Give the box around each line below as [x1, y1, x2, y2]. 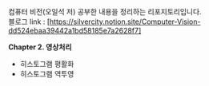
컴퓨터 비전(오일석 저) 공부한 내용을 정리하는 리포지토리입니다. [8, 7, 202, 16]
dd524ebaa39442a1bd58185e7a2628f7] [8, 26, 142, 35]
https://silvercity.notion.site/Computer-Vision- [49, 17, 201, 26]
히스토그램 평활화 [19, 59, 74, 68]
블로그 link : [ [8, 17, 50, 26]
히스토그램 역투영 [19, 69, 74, 78]
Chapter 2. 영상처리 [8, 42, 72, 52]
